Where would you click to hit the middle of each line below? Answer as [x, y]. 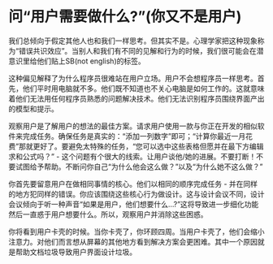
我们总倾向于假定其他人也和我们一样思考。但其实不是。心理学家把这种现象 [133, 41]
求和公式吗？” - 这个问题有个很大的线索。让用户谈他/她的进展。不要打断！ [132, 156]
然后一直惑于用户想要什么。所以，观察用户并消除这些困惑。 [108, 214]
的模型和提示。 [33, 108]
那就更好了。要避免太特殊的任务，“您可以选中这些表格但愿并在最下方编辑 [141, 146]
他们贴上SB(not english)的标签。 [91, 61]
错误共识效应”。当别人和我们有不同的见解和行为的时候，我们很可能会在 [138, 50]
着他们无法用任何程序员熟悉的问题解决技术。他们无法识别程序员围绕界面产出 [136, 98]
